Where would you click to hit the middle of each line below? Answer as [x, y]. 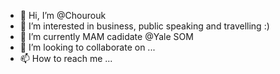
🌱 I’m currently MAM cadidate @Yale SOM [106, 36]
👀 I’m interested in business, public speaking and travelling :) [144, 26]
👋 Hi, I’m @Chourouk [63, 15]
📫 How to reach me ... [66, 58]
